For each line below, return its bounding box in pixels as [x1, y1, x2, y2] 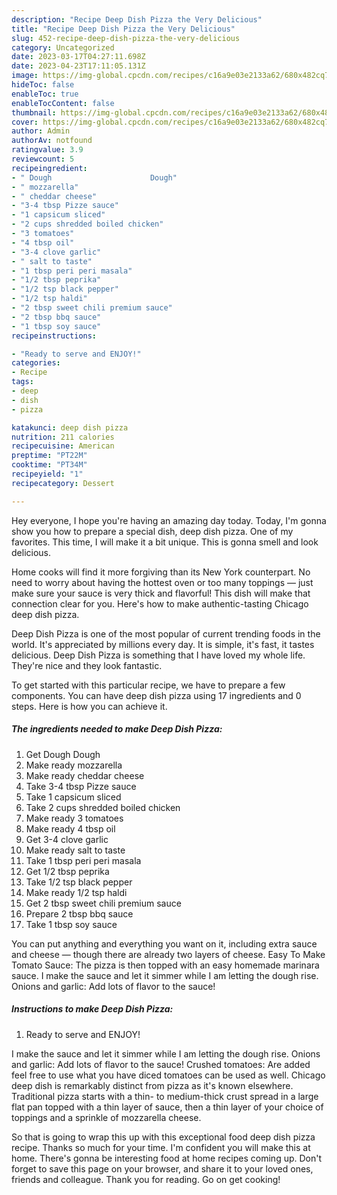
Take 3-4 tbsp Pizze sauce [25, 780, 137, 792]
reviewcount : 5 [11, 154, 75, 164]
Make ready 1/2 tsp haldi [25, 886, 128, 898]
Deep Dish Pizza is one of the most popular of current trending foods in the [11, 627, 321, 640]
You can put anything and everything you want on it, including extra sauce [11, 937, 318, 950]
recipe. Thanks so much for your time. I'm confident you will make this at [11, 1141, 311, 1153]
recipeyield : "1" [11, 469, 84, 479]
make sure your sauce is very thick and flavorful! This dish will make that [11, 587, 311, 599]
